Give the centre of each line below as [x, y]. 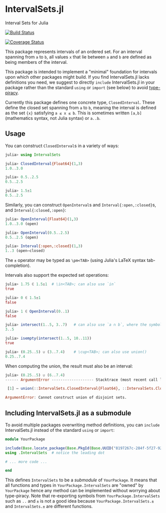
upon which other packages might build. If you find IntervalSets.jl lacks [77, 77]
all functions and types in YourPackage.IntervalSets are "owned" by [74, 485]
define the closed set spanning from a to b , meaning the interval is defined [81, 107]
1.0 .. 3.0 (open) [22, 224]
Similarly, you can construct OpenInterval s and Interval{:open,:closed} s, [81, 205]
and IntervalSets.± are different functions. [49, 507]
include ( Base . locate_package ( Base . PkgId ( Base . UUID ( [59, 448]
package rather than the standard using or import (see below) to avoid [77, 87]
